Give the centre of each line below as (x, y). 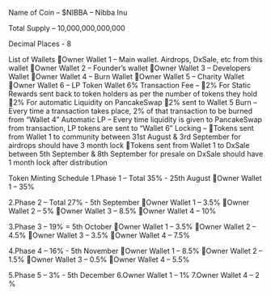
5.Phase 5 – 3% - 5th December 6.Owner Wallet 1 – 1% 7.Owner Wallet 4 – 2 (134, 275)
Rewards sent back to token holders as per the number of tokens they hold (133, 94)
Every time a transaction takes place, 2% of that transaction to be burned (131, 111)
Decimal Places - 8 (40, 44)
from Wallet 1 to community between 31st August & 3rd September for (125, 137)
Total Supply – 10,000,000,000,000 (67, 28)
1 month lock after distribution (58, 162)
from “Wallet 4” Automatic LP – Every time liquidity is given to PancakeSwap (135, 120)
